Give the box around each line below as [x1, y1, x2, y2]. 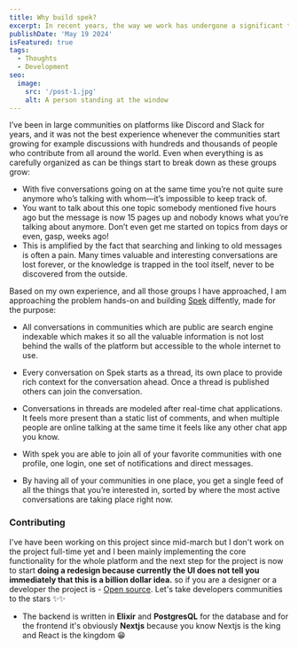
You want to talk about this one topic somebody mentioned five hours [21, 203, 277, 214]
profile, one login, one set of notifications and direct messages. [21, 458, 254, 469]
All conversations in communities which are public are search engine [21, 322, 273, 332]
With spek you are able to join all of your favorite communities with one [21, 449, 282, 459]
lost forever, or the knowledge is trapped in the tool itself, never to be [21, 259, 275, 270]
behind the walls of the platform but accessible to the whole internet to [21, 340, 281, 351]
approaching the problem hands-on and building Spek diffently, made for [9, 295, 277, 306]
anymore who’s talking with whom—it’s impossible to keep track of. [21, 193, 268, 204]
